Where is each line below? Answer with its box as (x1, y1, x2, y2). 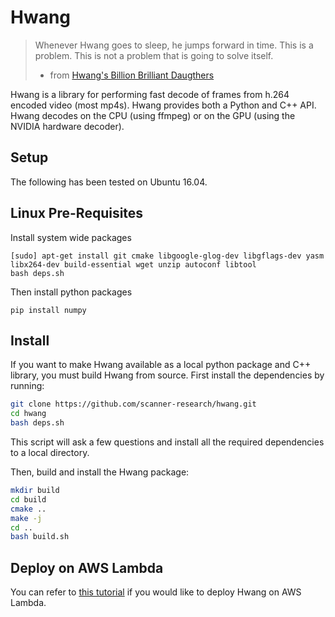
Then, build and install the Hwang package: (10, 466, 190, 478)
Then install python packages (10, 286, 133, 298)
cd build (10, 494, 47, 505)
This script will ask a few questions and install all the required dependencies (10, 436, 325, 448)
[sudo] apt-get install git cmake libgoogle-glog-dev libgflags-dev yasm (10, 251, 325, 261)
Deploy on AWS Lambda (10, 559, 164, 576)
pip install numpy (10, 305, 87, 315)
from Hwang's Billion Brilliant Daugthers (49, 69, 215, 81)
